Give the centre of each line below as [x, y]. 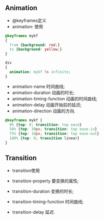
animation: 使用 [28, 26]
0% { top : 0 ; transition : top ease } [46, 125]
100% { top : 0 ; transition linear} [44, 138]
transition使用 [26, 170]
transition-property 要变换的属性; [45, 181]
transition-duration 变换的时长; [43, 191]
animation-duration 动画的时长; [43, 92]
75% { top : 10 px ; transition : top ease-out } [54, 134]
